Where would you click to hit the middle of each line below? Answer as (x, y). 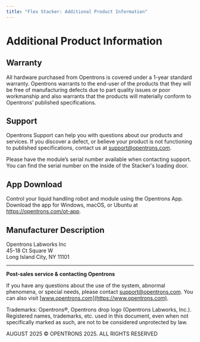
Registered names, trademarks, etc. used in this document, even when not (97, 316)
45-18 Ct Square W (30, 251)
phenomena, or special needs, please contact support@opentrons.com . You (100, 292)
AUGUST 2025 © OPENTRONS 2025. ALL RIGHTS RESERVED (82, 334)
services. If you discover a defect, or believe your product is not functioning (99, 142)
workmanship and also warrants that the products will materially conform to (99, 96)
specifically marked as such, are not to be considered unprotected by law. (97, 322)
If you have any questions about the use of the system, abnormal (86, 286)
